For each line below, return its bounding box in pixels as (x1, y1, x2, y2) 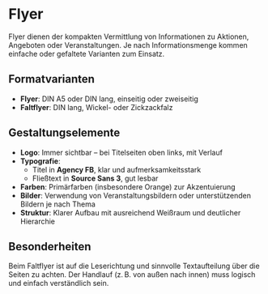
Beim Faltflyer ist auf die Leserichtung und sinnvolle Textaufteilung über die (8, 261, 261, 271)
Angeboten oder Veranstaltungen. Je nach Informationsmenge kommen (8, 40, 249, 49)
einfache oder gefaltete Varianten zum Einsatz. (8, 49, 165, 58)
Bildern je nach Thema (19, 199, 96, 209)
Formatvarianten (8, 72, 96, 86)
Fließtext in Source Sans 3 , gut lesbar (32, 173, 159, 183)
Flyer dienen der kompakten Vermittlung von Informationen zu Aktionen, (8, 32, 249, 41)
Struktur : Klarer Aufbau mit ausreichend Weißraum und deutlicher (19, 207, 241, 217)
